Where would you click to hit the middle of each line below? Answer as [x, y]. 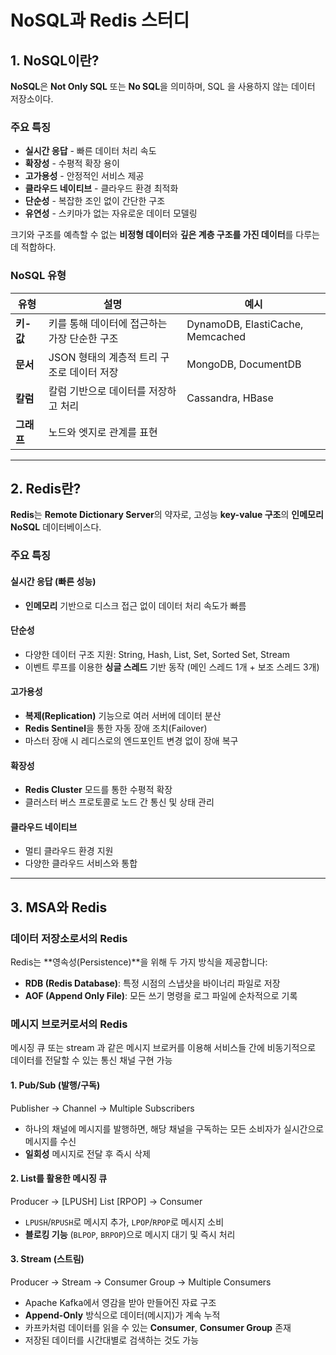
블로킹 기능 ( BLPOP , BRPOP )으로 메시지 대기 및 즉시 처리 [130, 1234]
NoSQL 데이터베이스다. [56, 527]
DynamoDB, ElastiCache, [245, 324]
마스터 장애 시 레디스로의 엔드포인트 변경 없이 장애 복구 [131, 740]
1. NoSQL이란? [55, 60]
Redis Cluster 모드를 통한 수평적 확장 [98, 790]
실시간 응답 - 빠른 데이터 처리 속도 [90, 151]
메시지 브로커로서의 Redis [69, 1024]
